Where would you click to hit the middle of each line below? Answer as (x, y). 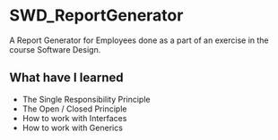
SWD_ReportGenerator (96, 16)
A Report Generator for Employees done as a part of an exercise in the (139, 40)
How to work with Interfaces (74, 118)
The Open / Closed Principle (74, 109)
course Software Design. (55, 49)
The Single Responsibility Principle (86, 99)
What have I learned (66, 78)
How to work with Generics (73, 128)
